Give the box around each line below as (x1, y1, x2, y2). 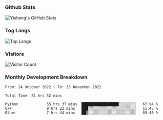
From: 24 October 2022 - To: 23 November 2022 (5, 85, 102, 90)
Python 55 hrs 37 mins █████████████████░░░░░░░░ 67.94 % (5, 102, 159, 107)
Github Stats (5, 4, 36, 11)
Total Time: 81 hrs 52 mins (5, 93, 62, 99)
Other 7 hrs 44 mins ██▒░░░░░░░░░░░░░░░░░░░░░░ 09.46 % (5, 110, 159, 116)
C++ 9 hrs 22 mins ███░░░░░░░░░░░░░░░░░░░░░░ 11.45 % (5, 106, 159, 111)
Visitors (5, 50, 24, 57)
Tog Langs (5, 27, 31, 34)
